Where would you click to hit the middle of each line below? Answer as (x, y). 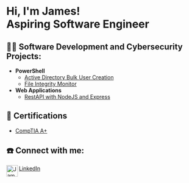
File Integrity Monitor (51, 84)
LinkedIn (30, 168)
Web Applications (38, 90)
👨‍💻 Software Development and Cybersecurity (94, 47)
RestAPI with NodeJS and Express (67, 97)
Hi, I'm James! (43, 11)
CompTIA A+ (31, 131)
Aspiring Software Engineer (78, 24)
